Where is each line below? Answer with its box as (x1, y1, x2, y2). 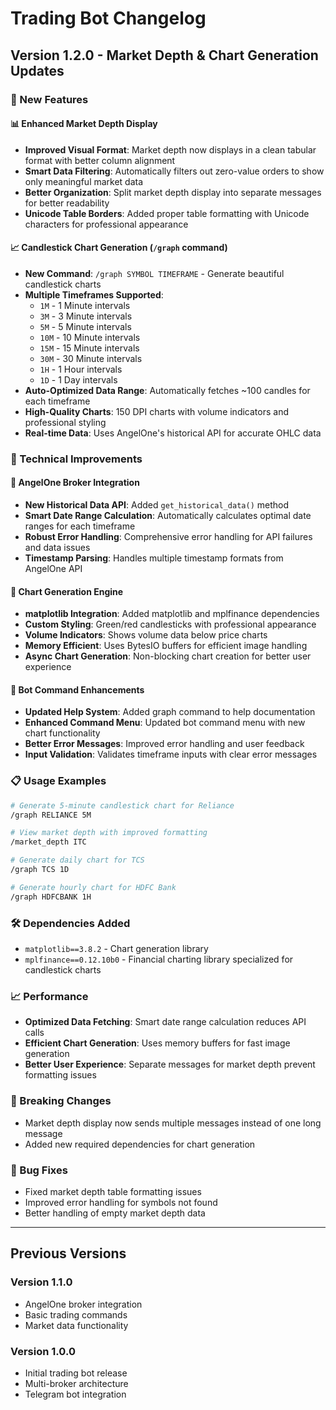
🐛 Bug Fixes (10, 1163, 68, 1177)
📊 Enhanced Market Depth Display (10, 118, 158, 130)
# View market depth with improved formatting (10, 828, 208, 838)
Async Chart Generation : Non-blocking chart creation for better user (24, 650, 312, 662)
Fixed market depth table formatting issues (24, 1185, 202, 1197)
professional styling (24, 416, 107, 428)
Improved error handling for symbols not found (24, 1196, 218, 1208)
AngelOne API (24, 563, 83, 575)
